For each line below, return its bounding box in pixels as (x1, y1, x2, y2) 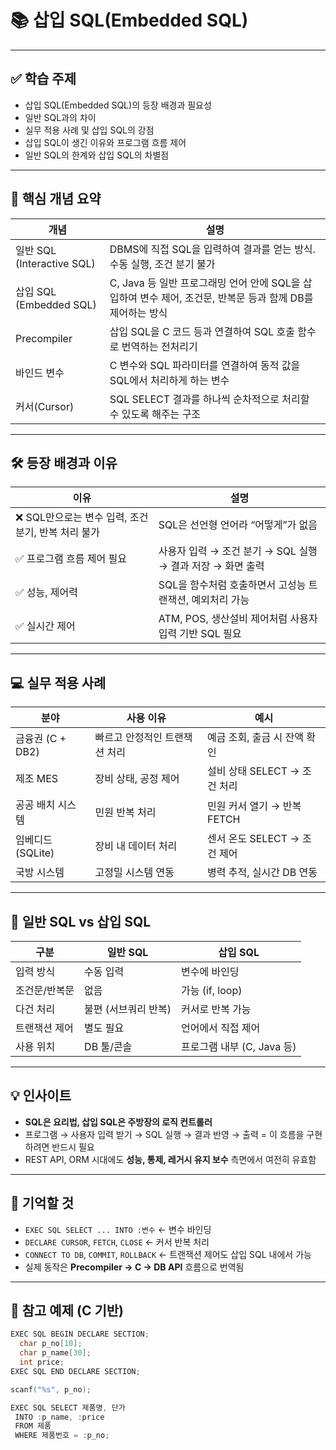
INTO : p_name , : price (14, 1412, 105, 1422)
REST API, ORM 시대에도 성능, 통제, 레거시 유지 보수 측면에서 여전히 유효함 (24, 1153, 317, 1165)
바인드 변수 (15, 366, 65, 380)
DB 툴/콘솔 (84, 1040, 133, 1053)
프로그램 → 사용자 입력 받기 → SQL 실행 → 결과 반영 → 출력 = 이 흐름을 (24, 1128, 305, 1140)
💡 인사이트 (10, 1087, 72, 1105)
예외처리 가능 (191, 593, 250, 607)
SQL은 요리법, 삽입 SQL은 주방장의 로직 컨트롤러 (24, 1116, 213, 1128)
